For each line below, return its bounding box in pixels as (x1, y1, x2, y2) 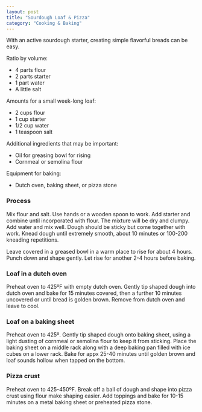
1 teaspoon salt (14, 128, 53, 136)
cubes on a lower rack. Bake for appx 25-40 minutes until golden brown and (6, 350, 196, 358)
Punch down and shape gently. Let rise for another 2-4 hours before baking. (6, 254, 196, 262)
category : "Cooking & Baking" (6, 20, 83, 26)
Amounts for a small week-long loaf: (6, 97, 96, 105)
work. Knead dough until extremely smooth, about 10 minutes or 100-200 (6, 230, 188, 237)
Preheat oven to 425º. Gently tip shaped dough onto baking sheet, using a (6, 331, 191, 338)
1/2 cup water (14, 122, 49, 129)
